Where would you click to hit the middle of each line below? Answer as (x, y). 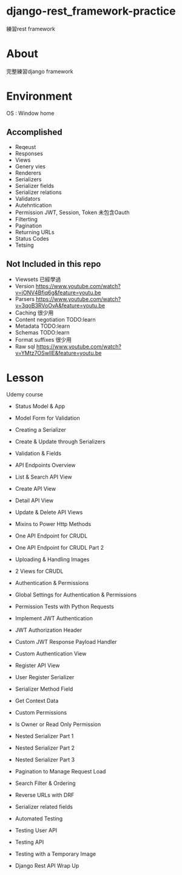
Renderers (28, 173)
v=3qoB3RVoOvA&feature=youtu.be (60, 306)
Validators (28, 198)
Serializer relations (38, 192)
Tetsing (24, 245)
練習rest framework (31, 29)
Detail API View (34, 500)
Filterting (26, 219)
